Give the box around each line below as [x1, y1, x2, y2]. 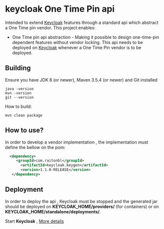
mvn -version [5, 90, 32, 96]
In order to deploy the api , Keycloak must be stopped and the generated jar [5, 198, 158, 204]
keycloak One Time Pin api [5, 3, 115, 15]
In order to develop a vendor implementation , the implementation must [5, 139, 148, 145]
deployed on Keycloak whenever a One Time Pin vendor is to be [12, 44, 141, 50]
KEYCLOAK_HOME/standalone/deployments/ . [5, 208, 101, 214]
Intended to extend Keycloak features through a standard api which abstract [5, 20, 159, 25]
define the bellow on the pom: [5, 144, 66, 150]
